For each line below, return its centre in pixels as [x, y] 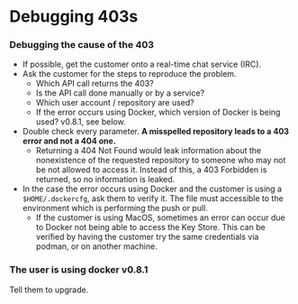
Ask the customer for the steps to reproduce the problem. [129, 74]
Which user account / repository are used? [115, 103]
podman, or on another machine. [96, 246]
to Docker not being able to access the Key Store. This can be [150, 227]
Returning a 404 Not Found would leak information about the [149, 151]
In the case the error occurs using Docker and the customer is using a [152, 189]
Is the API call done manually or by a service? [120, 93]
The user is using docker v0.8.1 [79, 270]
